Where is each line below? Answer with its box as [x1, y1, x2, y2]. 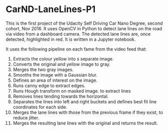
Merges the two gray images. [13, 67, 74, 73]
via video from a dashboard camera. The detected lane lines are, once [6, 31, 151, 37]
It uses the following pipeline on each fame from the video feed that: [6, 46, 147, 52]
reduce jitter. [13, 114, 40, 120]
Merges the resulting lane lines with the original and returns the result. [13, 120, 158, 126]
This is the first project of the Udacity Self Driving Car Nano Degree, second [6, 20, 163, 26]
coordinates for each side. [13, 104, 67, 110]
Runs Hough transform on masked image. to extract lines [13, 88, 131, 94]
